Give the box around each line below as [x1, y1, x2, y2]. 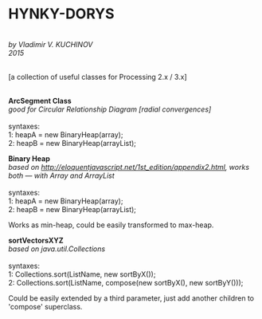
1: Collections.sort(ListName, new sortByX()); [8, 269, 156, 279]
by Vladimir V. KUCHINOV [8, 39, 93, 49]
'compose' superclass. [8, 301, 83, 311]
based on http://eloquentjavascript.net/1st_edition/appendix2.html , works [8, 162, 249, 171]
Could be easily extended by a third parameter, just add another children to [8, 293, 255, 303]
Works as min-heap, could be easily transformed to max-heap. [8, 220, 214, 230]
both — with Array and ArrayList [8, 171, 115, 180]
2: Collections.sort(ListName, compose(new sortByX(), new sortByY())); [8, 278, 244, 287]
